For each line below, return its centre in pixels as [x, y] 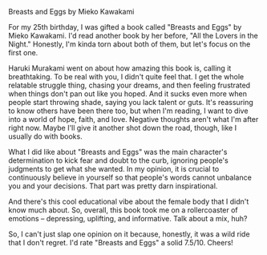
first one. [23, 53]
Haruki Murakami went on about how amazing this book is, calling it [120, 68]
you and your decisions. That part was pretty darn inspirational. [113, 186]
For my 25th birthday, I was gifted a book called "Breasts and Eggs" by [125, 27]
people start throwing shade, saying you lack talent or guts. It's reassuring [131, 102]
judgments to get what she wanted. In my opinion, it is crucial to [114, 169]
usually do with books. [45, 136]
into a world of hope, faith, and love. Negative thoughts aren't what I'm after [133, 119]
